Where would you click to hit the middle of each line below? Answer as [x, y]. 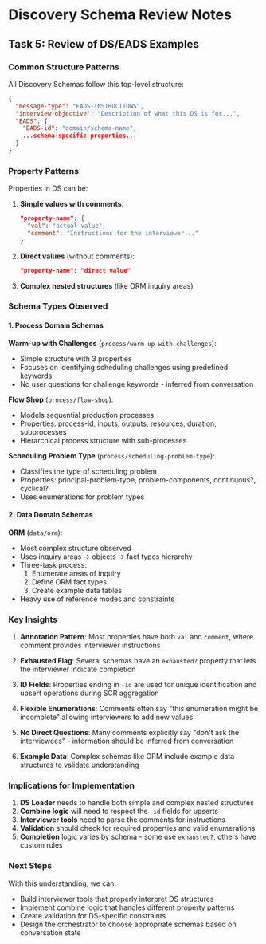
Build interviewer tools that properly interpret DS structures [117, 899]
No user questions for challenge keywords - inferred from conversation [137, 383]
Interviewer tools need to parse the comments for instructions [122, 820]
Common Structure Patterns [64, 67]
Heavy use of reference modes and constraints [97, 599]
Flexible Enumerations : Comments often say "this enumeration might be [139, 709]
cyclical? [34, 488]
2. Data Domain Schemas [51, 515]
